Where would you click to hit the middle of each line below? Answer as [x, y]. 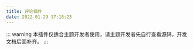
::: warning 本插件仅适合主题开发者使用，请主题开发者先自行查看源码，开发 [97, 34]
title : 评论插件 [24, 11]
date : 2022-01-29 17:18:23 [39, 17]
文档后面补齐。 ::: [27, 41]
